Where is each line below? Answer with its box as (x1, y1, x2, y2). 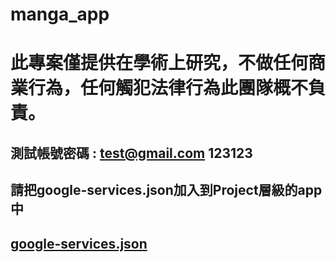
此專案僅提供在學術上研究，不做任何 (10, 52, 309, 75)
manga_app (10, 3, 110, 26)
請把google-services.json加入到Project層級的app (10, 182, 323, 199)
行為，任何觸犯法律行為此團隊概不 (28, 77, 309, 100)
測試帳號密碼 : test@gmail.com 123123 (10, 144, 253, 162)
